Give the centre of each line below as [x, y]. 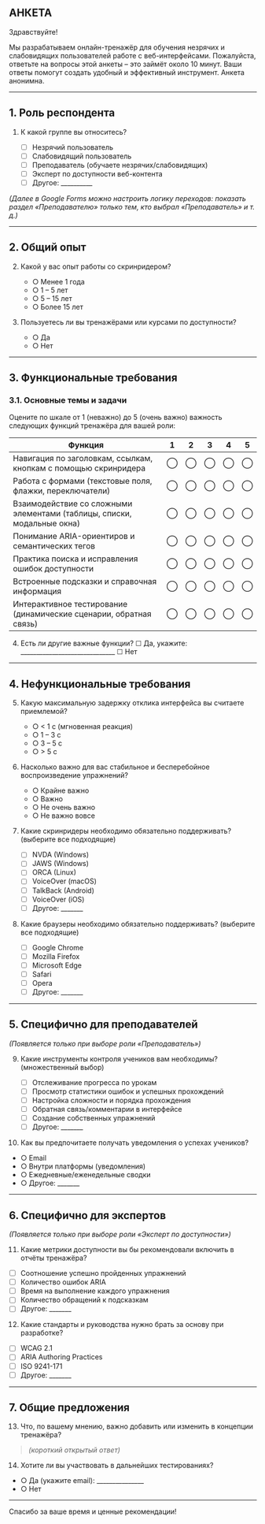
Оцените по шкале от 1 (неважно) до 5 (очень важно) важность [116, 418]
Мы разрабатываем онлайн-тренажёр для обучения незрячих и [117, 47]
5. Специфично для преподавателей [103, 1025]
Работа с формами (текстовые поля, [83, 481]
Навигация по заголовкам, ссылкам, [83, 459]
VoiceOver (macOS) [64, 881]
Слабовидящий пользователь [82, 156]
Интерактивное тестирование [70, 604]
